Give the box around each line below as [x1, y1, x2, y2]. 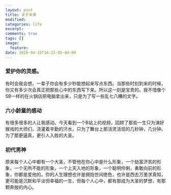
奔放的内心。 [9, 184, 37, 190]
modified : [5, 17, 26, 22]
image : [5, 41, 19, 46]
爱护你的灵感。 [5, 68, 42, 75]
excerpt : [5, 26, 24, 32]
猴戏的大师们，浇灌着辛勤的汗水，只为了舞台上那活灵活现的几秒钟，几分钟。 [5, 126, 166, 132]
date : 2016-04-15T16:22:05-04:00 [5, 50, 76, 55]
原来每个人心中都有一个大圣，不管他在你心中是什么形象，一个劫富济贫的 [5, 159, 157, 165]
